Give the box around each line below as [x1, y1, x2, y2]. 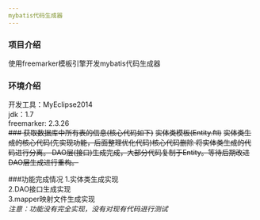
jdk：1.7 [8, 110, 34, 119]
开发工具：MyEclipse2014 [8, 100, 94, 109]
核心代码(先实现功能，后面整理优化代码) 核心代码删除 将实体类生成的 [21, 138, 245, 147]
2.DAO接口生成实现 [8, 184, 71, 194]
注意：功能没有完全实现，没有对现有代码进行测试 [8, 204, 168, 214]
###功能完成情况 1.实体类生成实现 [8, 175, 119, 184]
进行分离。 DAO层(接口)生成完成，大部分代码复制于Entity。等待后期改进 [14, 148, 250, 157]
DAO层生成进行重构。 [8, 157, 79, 167]
